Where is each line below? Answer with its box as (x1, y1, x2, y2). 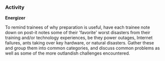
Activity (5, 4, 25, 11)
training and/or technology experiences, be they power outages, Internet (5, 35, 153, 41)
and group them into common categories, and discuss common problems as (5, 45, 160, 51)
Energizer (5, 15, 26, 21)
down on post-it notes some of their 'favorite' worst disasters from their (5, 30, 151, 36)
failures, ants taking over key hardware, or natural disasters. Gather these (5, 40, 154, 46)
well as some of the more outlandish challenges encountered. (5, 50, 131, 56)
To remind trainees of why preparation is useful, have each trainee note (5, 24, 150, 30)
